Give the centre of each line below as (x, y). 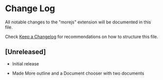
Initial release (25, 63)
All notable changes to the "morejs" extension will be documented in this (78, 22)
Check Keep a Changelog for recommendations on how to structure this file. (82, 37)
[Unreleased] (26, 52)
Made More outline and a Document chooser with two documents (78, 73)
